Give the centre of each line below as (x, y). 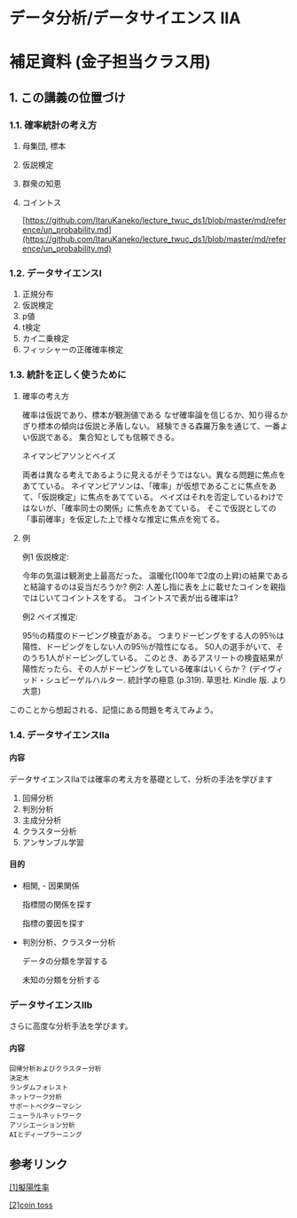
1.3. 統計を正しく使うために (68, 375)
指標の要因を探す (53, 923)
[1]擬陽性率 (29, 1187)
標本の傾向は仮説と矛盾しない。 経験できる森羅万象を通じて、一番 (159, 426)
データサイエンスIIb (51, 1005)
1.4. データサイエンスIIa (59, 735)
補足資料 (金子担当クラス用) (110, 62)
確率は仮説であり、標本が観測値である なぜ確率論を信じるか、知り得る (151, 414)
